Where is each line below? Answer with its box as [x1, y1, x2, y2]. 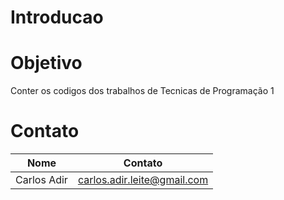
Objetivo [10, 52, 83, 75]
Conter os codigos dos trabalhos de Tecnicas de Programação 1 [10, 85, 275, 97]
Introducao [10, 6, 104, 29]
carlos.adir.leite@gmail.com [77, 173, 209, 187]
